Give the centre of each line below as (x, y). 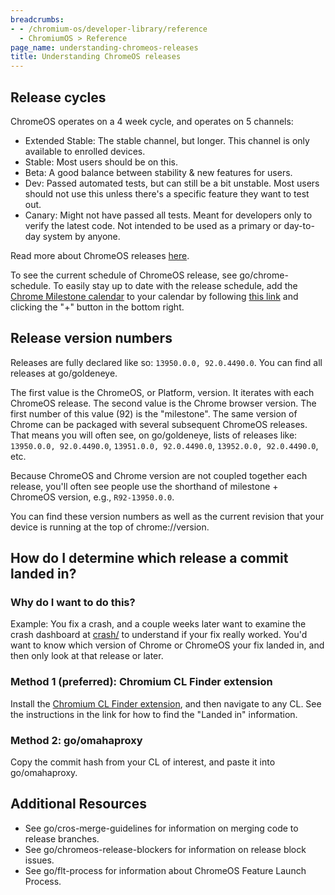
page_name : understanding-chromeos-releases (104, 47)
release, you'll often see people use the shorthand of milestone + (144, 486)
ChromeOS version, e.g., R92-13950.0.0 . (92, 497)
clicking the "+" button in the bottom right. (97, 307)
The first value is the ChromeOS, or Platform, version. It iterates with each (162, 392)
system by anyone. (81, 236)
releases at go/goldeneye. (64, 373)
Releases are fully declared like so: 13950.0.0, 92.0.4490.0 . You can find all (166, 362)
